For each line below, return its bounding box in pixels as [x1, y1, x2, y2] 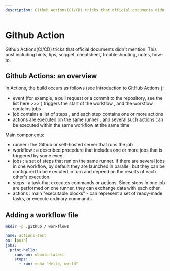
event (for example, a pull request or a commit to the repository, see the [12, 95, 163, 101]
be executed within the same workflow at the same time [12, 122, 130, 128]
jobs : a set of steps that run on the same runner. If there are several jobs [12, 158, 165, 164]
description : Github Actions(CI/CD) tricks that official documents [5, 7, 153, 13]
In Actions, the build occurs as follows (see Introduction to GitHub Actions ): [5, 85, 164, 92]
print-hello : [10, 247, 38, 252]
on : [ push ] [5, 237, 28, 243]
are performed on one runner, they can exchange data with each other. [12, 185, 161, 191]
